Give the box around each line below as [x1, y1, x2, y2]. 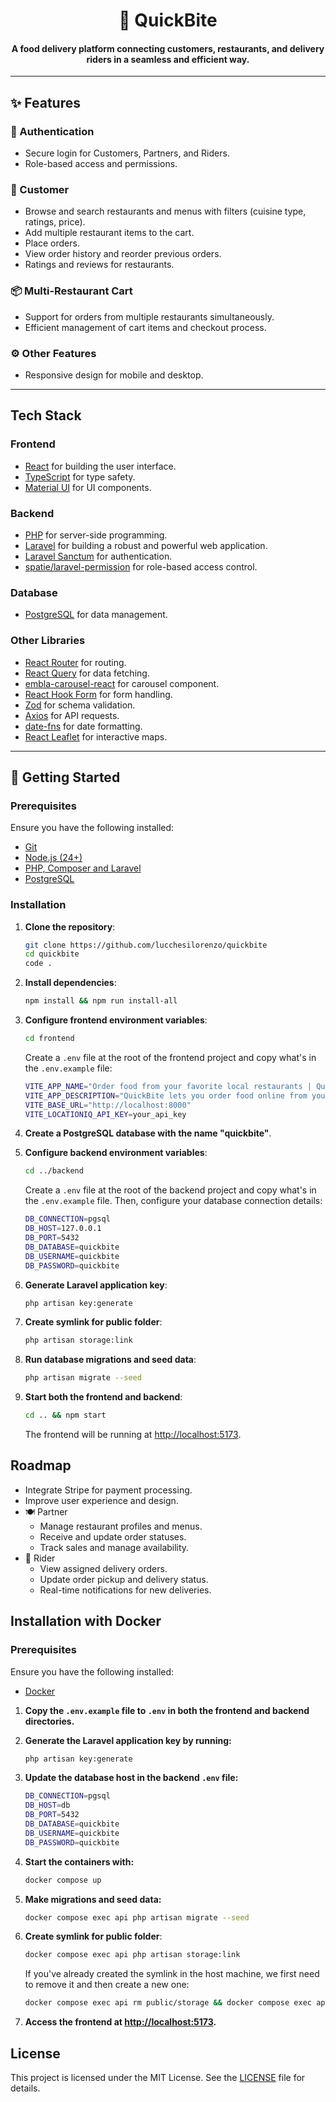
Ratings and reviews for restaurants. [24, 259, 175, 271]
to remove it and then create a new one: [24, 1979, 190, 1991]
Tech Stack [10, 407, 82, 424]
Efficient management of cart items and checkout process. [24, 321, 267, 333]
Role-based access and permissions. [24, 158, 178, 170]
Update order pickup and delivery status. [39, 1573, 209, 1585]
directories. [24, 1715, 75, 1727]
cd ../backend [24, 1166, 84, 1176]
